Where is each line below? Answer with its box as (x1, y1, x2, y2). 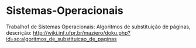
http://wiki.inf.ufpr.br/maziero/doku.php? (33, 29, 130, 36)
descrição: (6, 29, 32, 36)
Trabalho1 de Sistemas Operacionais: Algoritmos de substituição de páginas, (6, 23, 191, 30)
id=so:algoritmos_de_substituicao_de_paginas (6, 35, 117, 42)
